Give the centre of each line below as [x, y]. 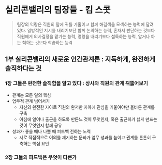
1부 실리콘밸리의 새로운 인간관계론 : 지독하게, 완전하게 [80, 59]
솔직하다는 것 [23, 68]
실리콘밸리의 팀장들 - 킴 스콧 [58, 10]
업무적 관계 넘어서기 [31, 101]
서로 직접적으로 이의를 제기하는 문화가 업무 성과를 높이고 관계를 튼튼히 [85, 137]
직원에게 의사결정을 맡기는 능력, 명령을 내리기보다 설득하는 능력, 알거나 [83, 36]
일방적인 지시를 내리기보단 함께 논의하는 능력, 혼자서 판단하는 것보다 [91, 30]
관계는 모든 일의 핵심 [31, 95]
